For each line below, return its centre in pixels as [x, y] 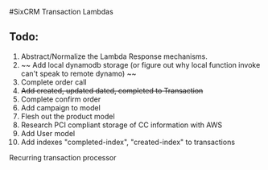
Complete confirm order [61, 99]
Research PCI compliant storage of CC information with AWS [122, 125]
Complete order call [54, 82]
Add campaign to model [61, 107]
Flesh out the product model [68, 116]
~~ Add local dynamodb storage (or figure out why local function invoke [140, 64]
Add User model [48, 133]
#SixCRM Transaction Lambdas [61, 12]
